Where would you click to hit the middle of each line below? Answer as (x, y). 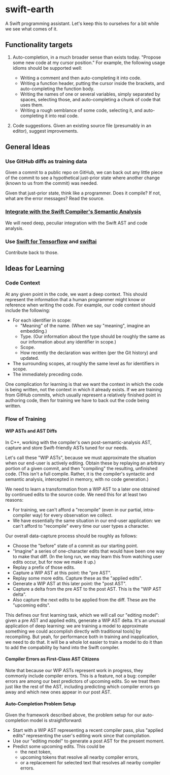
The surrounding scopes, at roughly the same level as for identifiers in (86, 363)
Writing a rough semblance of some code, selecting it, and (81, 110)
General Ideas (28, 147)
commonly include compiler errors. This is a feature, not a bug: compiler (81, 676)
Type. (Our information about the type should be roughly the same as (93, 336)
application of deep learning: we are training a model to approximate (77, 626)
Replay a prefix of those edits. (44, 567)
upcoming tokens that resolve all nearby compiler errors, (79, 757)
